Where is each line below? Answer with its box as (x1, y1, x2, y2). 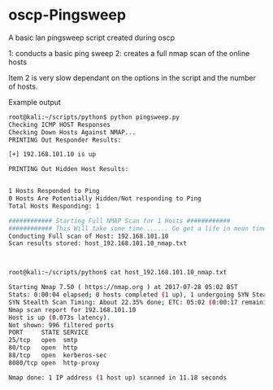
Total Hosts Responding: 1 (8, 202, 100, 210)
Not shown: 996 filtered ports (8, 321, 115, 329)
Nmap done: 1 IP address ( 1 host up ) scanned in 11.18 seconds (8, 373, 227, 382)
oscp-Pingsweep (8, 6, 127, 24)
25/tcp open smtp (8, 336, 79, 344)
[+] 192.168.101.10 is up (8, 151, 96, 159)
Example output (8, 97, 61, 107)
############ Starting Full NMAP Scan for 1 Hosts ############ (8, 217, 231, 225)
